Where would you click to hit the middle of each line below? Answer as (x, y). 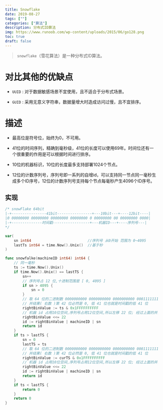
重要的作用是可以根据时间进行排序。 (57, 154)
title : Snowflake (23, 9)
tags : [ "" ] (16, 18)
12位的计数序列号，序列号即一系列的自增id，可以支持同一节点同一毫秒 (82, 175)
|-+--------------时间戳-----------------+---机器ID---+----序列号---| (76, 223)
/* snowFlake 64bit (25, 209)
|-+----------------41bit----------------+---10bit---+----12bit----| (78, 214)
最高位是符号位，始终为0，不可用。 (48, 138)
